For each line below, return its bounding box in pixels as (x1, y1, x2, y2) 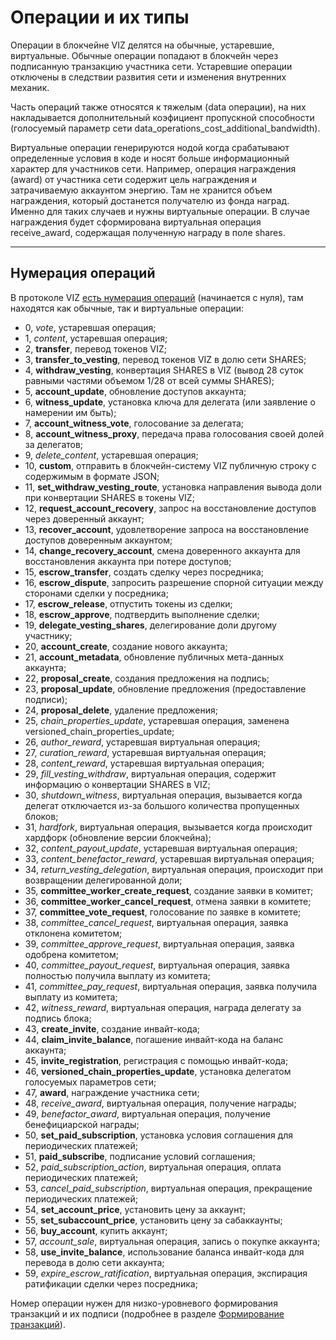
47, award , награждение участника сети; (24, 1086, 200, 1098)
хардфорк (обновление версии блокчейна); (24, 831, 212, 843)
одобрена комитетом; (24, 948, 119, 960)
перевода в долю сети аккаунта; (24, 1256, 165, 1268)
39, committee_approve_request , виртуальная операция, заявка (24, 937, 295, 950)
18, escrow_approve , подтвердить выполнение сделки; (24, 608, 260, 620)
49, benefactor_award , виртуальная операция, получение (24, 1107, 271, 1120)
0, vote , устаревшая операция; (24, 321, 157, 333)
